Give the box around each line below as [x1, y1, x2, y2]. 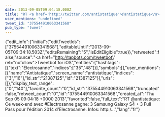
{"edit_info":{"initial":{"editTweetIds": [5, 39, 80, 45]
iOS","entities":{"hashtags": [64, 60, 120, 66]
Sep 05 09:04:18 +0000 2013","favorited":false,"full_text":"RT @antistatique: [5, 96, 160, 102]
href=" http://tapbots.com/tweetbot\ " [41, 54, 116, 60]
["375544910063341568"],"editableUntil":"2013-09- [5, 44, 111, 50]
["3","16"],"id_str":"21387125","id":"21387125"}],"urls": [5, 75, 114, 81]
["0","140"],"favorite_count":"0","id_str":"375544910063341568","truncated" [5, 86, 160, 92]
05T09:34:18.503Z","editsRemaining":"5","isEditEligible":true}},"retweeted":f [5, 49, 160, 55]
